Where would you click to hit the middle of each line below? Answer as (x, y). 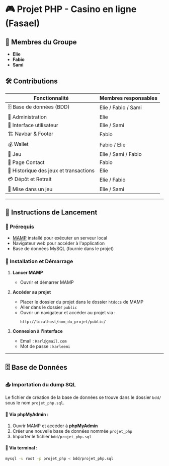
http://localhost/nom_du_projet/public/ (63, 322)
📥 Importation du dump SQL (41, 385)
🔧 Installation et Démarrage (39, 261)
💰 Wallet (18, 144)
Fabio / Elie (112, 145)
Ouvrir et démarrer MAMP (47, 282)
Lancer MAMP (28, 272)
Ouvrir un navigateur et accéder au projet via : (68, 312)
